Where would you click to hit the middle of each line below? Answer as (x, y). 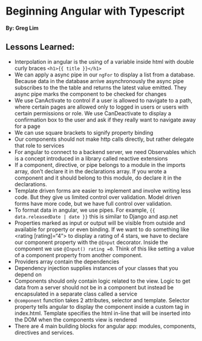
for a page (27, 126)
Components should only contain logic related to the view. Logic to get (102, 281)
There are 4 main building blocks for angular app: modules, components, (105, 326)
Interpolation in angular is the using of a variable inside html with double (104, 61)
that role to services (39, 145)
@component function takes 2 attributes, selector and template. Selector (102, 300)
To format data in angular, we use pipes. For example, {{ (85, 210)
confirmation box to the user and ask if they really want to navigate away (105, 120)
